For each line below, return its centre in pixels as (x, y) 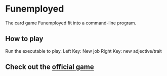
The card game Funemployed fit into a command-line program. (71, 23)
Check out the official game (50, 67)
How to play (24, 39)
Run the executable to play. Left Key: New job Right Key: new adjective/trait (83, 51)
